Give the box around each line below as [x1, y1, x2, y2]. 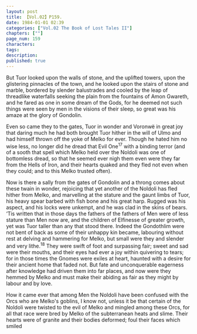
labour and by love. [6, 280, 53, 287]
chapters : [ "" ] [6, 31, 43, 36]
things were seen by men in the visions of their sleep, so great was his [6, 105, 176, 112]
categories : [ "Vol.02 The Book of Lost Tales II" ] [6, 25, 133, 31]
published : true [6, 58, 46, 64]
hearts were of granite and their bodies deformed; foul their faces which [6, 316, 181, 323]
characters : [6, 42, 35, 48]
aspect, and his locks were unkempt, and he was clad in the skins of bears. [6, 204, 188, 211]
